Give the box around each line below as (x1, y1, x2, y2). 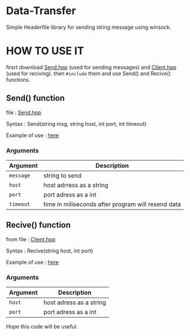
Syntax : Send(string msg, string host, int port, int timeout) (6, 120, 147, 127)
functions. (6, 76, 30, 83)
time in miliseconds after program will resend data (43, 200, 181, 208)
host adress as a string (43, 298, 107, 307)
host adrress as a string (43, 181, 108, 189)
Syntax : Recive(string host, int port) (6, 247, 93, 254)
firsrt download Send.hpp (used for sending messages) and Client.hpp (6, 64, 177, 71)
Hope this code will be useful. (6, 323, 78, 330)
